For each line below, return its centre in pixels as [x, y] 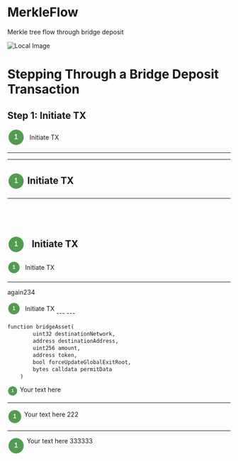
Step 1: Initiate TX [47, 115]
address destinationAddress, [76, 341]
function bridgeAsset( [41, 326]
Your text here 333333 [60, 440]
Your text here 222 [51, 414]
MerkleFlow [43, 12]
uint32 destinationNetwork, [74, 334]
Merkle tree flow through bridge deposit [66, 32]
